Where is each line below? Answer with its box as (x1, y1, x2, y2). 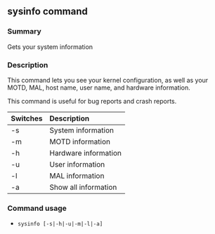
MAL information (48, 171, 105, 181)
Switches (11, 113, 43, 123)
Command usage (7, 203, 67, 213)
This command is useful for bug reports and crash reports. (7, 97, 177, 105)
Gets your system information (7, 42, 93, 51)
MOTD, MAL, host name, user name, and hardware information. (7, 83, 191, 92)
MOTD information (48, 137, 111, 146)
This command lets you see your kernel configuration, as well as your (7, 76, 209, 84)
